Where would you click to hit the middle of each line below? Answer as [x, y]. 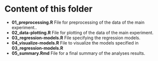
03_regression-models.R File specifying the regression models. [76, 38]
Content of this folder [48, 9]
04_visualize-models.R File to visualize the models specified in [75, 43]
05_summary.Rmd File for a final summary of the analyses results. [78, 53]
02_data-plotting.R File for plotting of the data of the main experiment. [82, 32]
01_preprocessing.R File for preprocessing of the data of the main [78, 22]
